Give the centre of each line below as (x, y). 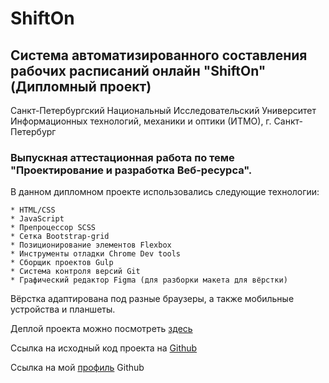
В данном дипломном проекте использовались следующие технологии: (165, 192)
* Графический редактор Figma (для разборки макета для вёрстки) (149, 280)
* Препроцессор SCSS (53, 228)
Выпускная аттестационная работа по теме (122, 157)
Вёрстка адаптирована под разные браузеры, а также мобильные (152, 299)
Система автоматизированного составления (159, 55)
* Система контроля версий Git (75, 272)
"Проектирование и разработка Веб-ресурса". (131, 170)
